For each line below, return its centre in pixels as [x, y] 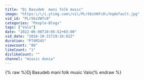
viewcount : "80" [21, 45]
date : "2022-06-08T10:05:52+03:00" [41, 32]
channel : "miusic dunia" [30, 59]
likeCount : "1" [20, 50]
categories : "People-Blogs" [33, 23]
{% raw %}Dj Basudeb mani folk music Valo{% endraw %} [63, 72]
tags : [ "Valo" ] [20, 27]
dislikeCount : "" [23, 54]
